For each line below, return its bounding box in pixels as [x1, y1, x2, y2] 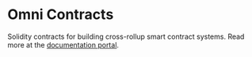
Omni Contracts [7, 6, 114, 24]
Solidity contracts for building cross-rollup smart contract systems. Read [7, 32, 245, 41]
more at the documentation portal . [7, 40, 120, 49]
